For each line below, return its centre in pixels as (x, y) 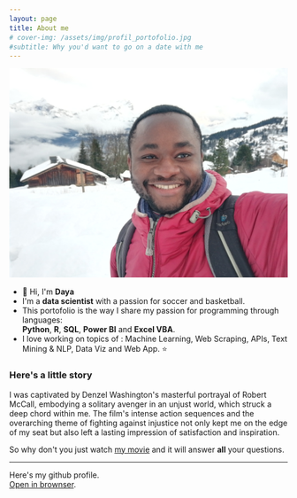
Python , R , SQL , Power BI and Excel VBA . (99, 330)
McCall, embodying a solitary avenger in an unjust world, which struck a (141, 404)
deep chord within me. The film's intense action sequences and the (132, 413)
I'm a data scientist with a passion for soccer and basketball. (133, 301)
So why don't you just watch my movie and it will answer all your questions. (147, 449)
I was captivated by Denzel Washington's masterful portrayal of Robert (138, 394)
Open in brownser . (43, 484)
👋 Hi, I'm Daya (48, 292)
